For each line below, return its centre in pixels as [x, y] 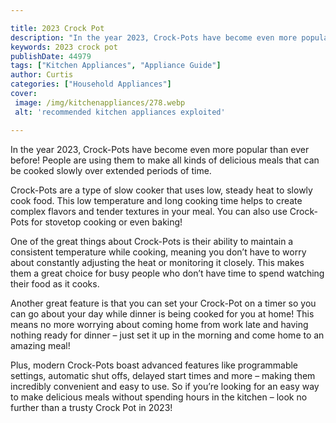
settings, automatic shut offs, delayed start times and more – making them [163, 375]
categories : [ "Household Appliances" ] [91, 84]
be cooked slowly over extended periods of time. [111, 170]
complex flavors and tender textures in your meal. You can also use [149, 211]
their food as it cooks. [55, 283]
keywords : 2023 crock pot [64, 47]
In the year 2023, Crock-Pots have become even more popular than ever [160, 149]
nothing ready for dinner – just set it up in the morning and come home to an [167, 335]
